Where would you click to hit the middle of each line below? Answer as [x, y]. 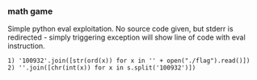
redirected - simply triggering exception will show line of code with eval [126, 37]
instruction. [26, 46]
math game [30, 11]
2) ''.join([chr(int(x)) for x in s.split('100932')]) [102, 68]
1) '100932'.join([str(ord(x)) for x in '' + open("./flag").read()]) [129, 61]
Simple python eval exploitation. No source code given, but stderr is [120, 29]
